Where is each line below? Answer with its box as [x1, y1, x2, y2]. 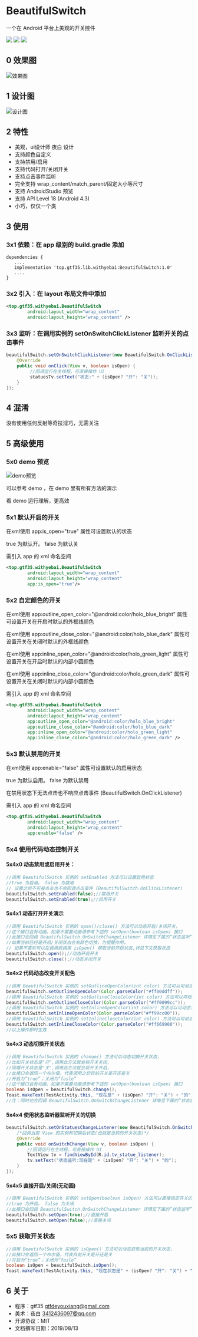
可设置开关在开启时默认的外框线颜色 [6, 618, 94, 625]
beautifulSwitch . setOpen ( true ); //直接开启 [6, 1211, 108, 1218]
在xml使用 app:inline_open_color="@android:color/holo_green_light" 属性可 [6, 650, 189, 657]
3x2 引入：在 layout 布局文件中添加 [6, 289, 107, 298]
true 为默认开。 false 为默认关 [6, 541, 78, 548]
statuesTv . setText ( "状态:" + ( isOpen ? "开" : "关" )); [29, 374, 159, 380]
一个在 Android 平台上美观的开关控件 [6, 24, 95, 31]
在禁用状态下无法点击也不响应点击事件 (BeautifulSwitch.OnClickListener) [6, 789, 183, 796]
